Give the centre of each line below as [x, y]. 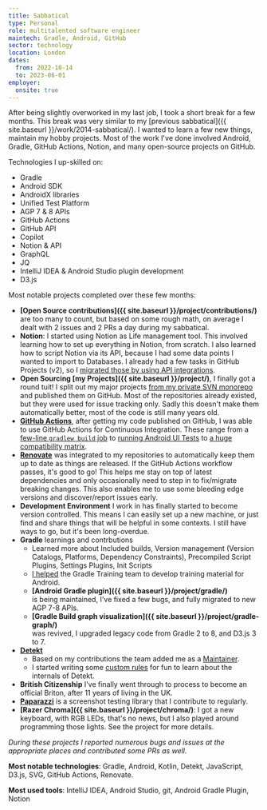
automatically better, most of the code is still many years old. [120, 413]
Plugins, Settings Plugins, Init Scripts [92, 565]
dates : [19, 61]
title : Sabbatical [39, 16]
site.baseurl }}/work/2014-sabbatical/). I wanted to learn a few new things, [131, 130]
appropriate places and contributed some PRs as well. [98, 751]
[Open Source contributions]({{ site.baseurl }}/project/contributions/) [138, 311]
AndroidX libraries [49, 195]
